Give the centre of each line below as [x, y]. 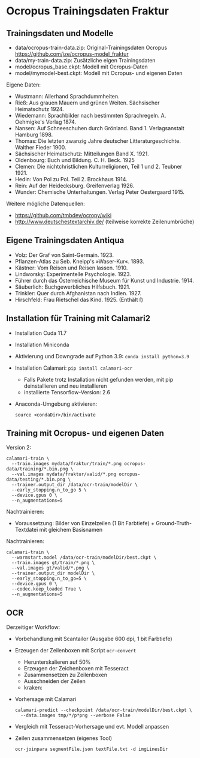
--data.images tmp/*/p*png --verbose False [75, 715]
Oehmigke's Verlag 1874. [46, 122]
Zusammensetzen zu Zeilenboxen [66, 675]
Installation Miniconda [42, 344]
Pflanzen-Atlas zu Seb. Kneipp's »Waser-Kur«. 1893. [80, 261]
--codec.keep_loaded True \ [47, 589]
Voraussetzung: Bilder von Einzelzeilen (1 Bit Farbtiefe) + [84, 523]
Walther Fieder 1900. [41, 147]
